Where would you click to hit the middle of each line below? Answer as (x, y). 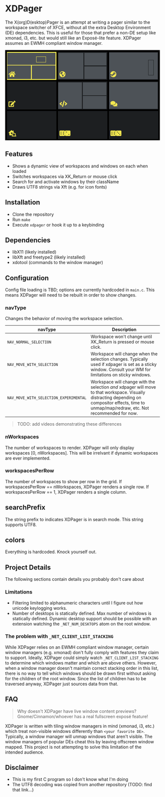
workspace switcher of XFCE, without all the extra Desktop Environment (78, 27)
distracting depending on (116, 398)
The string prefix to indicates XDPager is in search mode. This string (74, 519)
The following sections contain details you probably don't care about (75, 579)
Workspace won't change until (121, 337)
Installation (23, 202)
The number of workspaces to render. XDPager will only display (69, 448)
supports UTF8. (21, 525)
